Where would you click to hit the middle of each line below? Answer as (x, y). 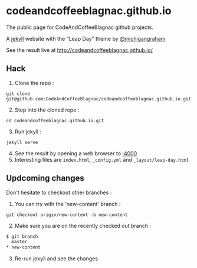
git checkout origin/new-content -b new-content (67, 215)
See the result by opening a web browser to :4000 (76, 153)
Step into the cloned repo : (47, 110)
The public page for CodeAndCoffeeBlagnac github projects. (80, 27)
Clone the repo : (34, 83)
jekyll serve (22, 142)
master (19, 242)
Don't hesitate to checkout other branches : (59, 192)
